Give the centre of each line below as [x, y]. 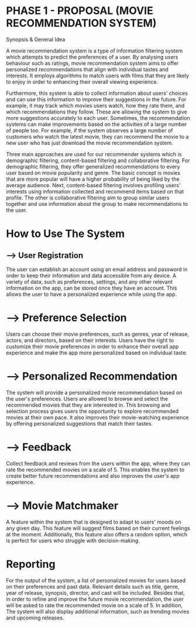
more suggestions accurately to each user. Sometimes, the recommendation [98, 118]
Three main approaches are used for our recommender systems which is [94, 154]
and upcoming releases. [35, 618]
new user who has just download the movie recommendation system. [90, 143]
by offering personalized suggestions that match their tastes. [80, 423]
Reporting [31, 564]
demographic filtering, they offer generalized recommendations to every [93, 166]
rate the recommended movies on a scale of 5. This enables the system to [95, 470]
